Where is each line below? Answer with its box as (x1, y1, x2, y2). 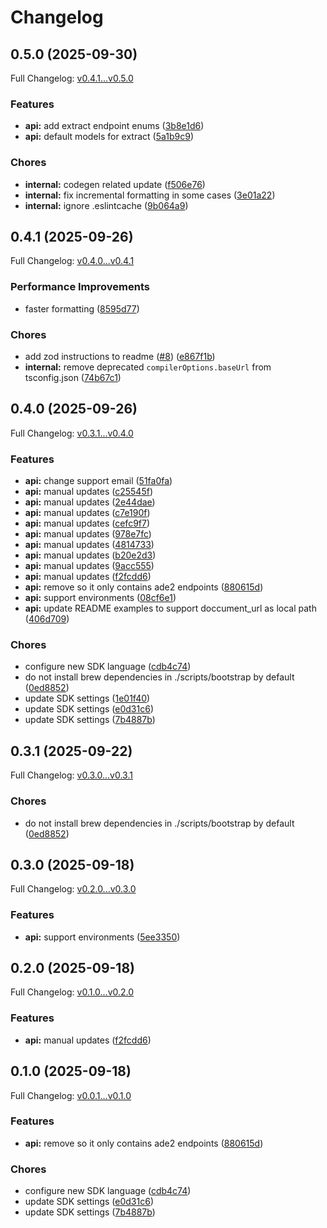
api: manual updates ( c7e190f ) (24, 507, 151, 519)
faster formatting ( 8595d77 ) (24, 302, 140, 315)
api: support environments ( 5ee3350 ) (24, 931, 181, 943)
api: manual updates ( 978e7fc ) (24, 528, 152, 540)
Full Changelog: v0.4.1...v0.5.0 (10, 72, 134, 84)
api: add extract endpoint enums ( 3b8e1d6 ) (24, 120, 205, 132)
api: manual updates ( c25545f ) (24, 486, 153, 498)
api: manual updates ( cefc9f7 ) (24, 517, 151, 530)
